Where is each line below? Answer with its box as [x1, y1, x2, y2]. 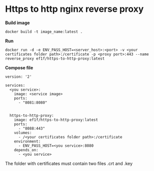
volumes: [14, 130, 32, 135]
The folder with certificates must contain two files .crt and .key [5, 160, 133, 166]
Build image [5, 20, 30, 26]
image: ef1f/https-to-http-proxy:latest [14, 117, 98, 122]
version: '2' [5, 74, 32, 79]
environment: [14, 139, 41, 144]
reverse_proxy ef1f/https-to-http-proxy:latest [5, 56, 105, 61]
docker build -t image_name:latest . [5, 29, 83, 34]
